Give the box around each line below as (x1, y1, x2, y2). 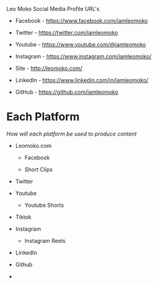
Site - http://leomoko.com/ (15, 64, 83, 72)
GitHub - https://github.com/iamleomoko (15, 88, 119, 96)
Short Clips (24, 166, 53, 173)
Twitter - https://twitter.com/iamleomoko (15, 29, 118, 36)
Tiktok (15, 213, 32, 220)
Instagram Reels (24, 237, 66, 244)
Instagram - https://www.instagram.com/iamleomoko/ (15, 53, 152, 60)
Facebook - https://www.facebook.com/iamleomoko (15, 17, 148, 24)
